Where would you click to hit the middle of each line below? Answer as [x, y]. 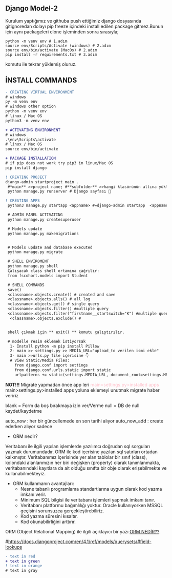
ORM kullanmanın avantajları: [43, 483]
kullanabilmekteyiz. [26, 473]
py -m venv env [21, 102]
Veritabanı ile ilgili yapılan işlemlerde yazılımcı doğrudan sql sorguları [78, 446]
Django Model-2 [31, 8]
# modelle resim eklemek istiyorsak [47, 341]
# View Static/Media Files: [40, 361]
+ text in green [23, 561]
